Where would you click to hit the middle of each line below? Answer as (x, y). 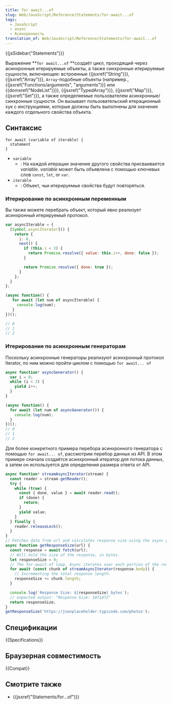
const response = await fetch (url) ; (49, 550)
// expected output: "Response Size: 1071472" (60, 597)
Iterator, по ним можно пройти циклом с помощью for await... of (78, 363)
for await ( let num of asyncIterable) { (56, 300)
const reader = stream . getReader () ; (49, 479)
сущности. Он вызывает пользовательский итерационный (97, 101)
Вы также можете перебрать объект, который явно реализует (73, 210)
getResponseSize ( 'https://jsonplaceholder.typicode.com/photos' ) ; (78, 612)
